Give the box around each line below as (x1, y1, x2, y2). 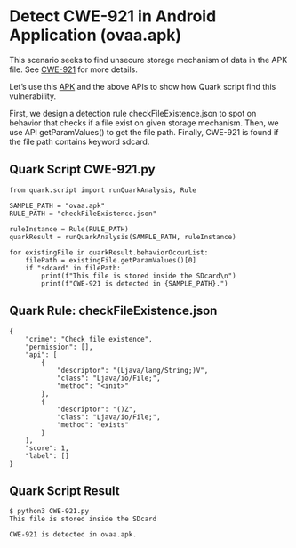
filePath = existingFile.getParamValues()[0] (25, 255, 197, 264)
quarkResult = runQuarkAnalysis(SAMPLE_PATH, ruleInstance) (9, 232, 237, 241)
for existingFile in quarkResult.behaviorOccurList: (9, 247, 209, 257)
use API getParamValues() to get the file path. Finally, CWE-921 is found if (9, 126, 279, 137)
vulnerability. (9, 91, 56, 101)
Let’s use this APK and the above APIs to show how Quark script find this (9, 81, 276, 92)
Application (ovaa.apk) (9, 25, 182, 45)
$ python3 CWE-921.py (9, 507, 90, 516)
